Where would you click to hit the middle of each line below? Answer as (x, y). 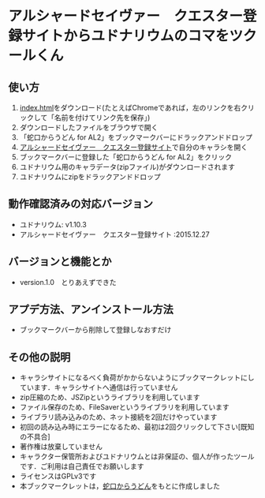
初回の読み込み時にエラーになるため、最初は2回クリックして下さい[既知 (137, 427)
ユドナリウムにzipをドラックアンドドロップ (90, 177)
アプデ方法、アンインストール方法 (91, 310)
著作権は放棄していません (61, 447)
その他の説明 (39, 357)
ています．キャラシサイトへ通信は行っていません (99, 388)
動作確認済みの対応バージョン (81, 204)
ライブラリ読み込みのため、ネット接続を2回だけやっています (118, 417)
